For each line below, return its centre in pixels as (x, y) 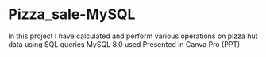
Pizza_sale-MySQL (72, 14)
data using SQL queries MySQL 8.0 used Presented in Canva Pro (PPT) (124, 44)
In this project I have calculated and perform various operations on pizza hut (133, 36)
